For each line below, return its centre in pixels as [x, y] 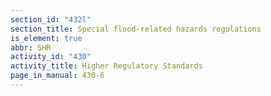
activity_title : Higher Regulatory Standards [106, 66]
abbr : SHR [31, 47]
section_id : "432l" [51, 19]
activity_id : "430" [51, 57]
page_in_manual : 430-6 [57, 76]
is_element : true [46, 38]
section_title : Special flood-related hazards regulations [136, 29]
